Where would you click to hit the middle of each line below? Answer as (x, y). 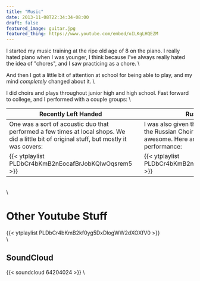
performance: (163, 147)
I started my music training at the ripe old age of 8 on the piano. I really (93, 51)
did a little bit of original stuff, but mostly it (68, 139)
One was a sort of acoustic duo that (59, 124)
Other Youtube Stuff (57, 216)
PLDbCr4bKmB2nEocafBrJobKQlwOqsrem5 (71, 163)
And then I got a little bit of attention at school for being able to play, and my (99, 75)
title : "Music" (25, 12)
